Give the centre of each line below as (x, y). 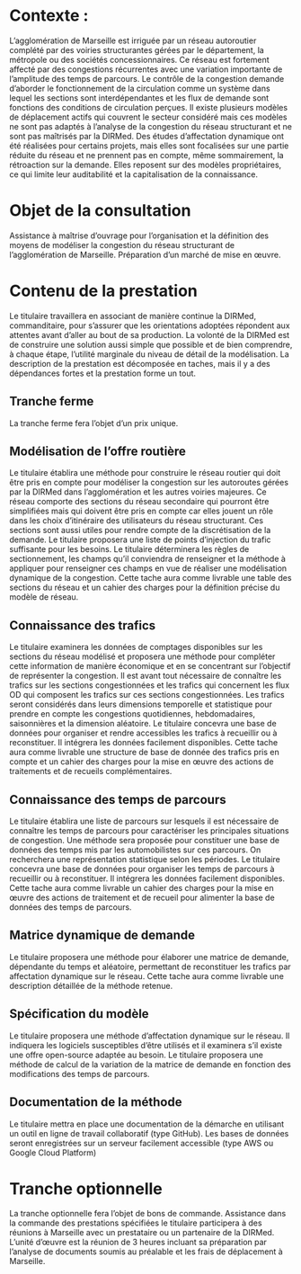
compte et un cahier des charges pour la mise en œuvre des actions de (142, 762)
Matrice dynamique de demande (102, 935)
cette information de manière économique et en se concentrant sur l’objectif (150, 666)
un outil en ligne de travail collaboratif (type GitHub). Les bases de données (149, 1133)
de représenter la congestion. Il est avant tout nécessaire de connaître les (146, 676)
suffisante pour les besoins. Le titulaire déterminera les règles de (129, 549)
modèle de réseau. (44, 597)
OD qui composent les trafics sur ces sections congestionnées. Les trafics (147, 695)
